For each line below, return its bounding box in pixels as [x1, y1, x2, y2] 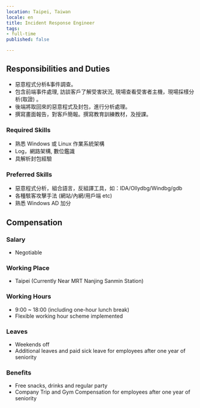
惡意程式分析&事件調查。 [14, 80, 77, 87]
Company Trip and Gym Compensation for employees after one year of [14, 388, 190, 395]
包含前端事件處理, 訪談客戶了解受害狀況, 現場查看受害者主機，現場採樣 [14, 88, 189, 95]
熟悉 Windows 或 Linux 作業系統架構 [14, 140, 105, 147]
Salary [6, 235, 26, 243]
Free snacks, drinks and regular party [14, 382, 108, 389]
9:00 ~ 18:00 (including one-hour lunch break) [14, 306, 130, 313]
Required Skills [6, 126, 51, 134]
